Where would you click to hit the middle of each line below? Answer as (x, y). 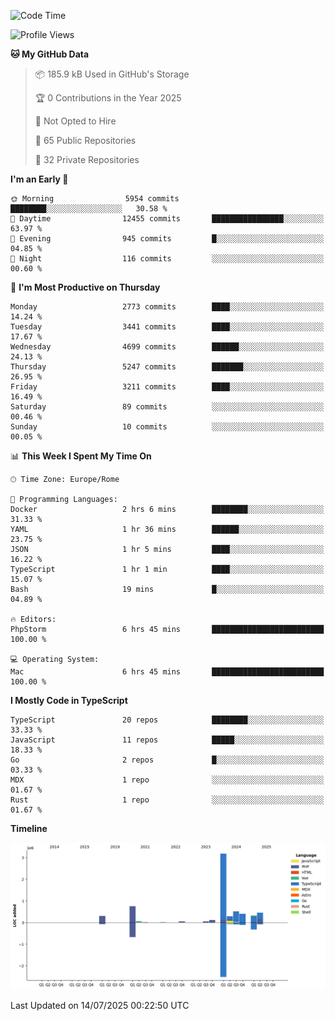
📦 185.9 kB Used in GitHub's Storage (112, 74)
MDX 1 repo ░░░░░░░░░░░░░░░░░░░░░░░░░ (167, 780)
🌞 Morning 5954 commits (95, 199)
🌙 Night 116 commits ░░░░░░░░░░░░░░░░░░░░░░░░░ (167, 259)
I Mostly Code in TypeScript (69, 700)
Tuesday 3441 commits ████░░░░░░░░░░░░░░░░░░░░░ (167, 327)
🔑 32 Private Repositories (87, 159)
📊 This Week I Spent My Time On (81, 456)
